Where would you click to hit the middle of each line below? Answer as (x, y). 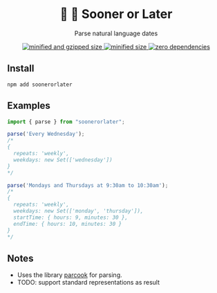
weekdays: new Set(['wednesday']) (63, 160)
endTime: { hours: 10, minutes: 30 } (68, 224)
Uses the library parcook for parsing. (69, 275)
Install (21, 69)
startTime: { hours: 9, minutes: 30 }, (71, 217)
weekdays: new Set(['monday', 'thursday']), (78, 211)
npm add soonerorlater (40, 85)
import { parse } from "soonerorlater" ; (66, 122)
